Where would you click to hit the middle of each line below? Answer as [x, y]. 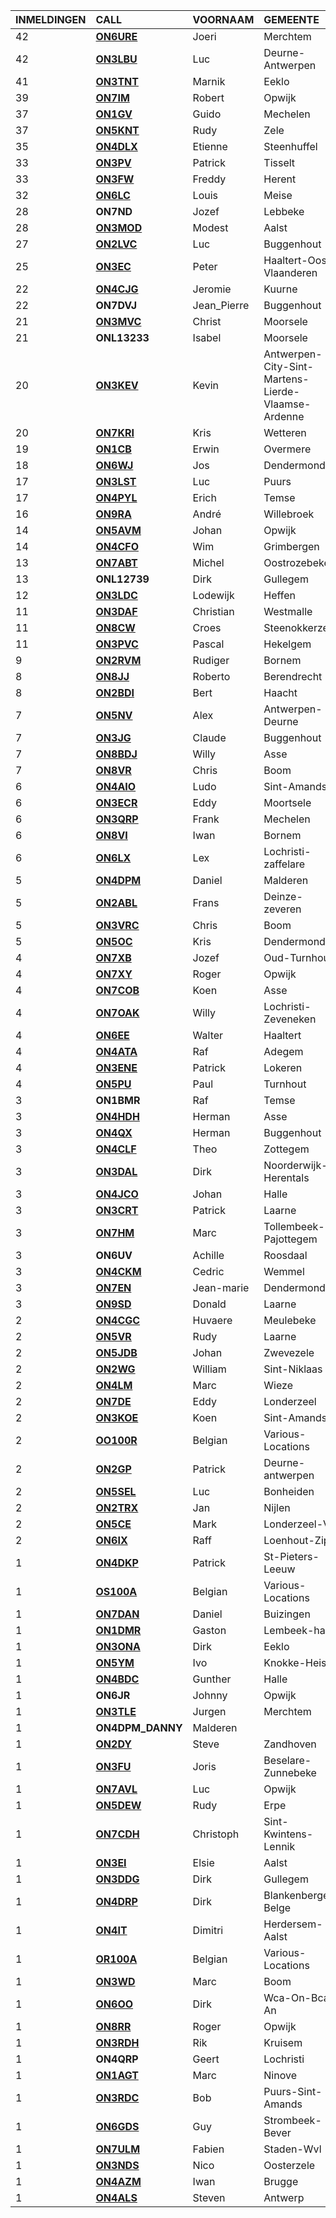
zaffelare [284, 864]
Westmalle [288, 611]
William [209, 1369]
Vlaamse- [287, 404]
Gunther [212, 1679]
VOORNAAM [223, 19]
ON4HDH [117, 1116]
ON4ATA [116, 1051]
